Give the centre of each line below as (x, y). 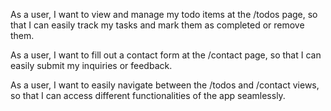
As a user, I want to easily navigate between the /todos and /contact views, (165, 85)
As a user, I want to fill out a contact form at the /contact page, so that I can (166, 55)
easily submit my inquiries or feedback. (91, 65)
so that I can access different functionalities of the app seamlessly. (148, 95)
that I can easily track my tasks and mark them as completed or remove (157, 25)
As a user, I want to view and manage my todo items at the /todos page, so (164, 14)
